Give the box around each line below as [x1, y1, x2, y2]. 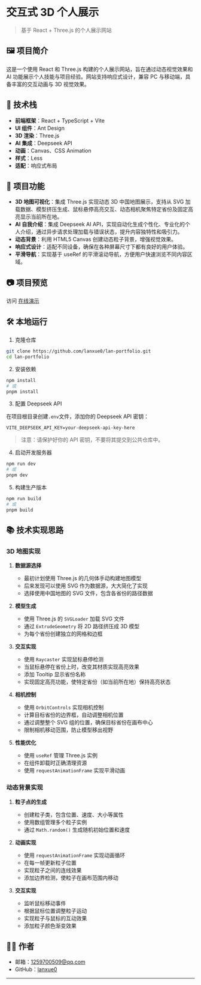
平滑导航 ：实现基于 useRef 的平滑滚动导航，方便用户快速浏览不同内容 [14, 250, 187, 258]
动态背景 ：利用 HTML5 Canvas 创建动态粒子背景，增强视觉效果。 [14, 235, 177, 243]
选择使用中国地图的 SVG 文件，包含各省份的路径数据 [23, 590, 154, 597]
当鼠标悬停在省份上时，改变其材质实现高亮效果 [23, 663, 139, 670]
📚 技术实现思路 [6, 525, 64, 535]
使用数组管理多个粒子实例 [23, 818, 87, 826]
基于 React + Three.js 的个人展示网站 [20, 26, 112, 34]
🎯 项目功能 [6, 181, 45, 191]
